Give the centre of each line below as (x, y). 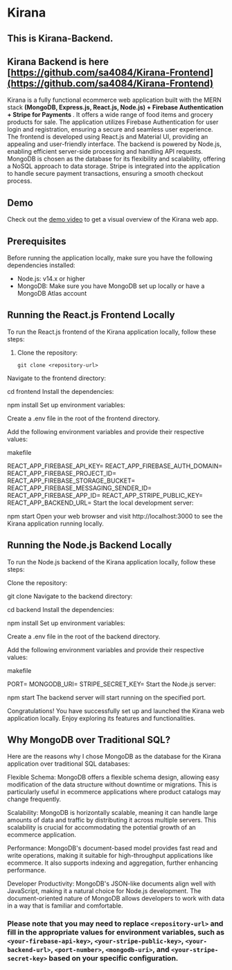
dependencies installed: (41, 265)
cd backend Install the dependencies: (61, 609)
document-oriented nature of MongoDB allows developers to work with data (116, 899)
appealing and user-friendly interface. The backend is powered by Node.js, (114, 144)
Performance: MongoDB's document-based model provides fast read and (113, 848)
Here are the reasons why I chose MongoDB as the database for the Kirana (114, 757)
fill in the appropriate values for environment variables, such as (116, 933)
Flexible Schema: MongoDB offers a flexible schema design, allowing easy (113, 778)
